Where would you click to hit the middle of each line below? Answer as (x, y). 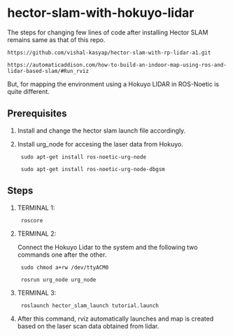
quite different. (29, 91)
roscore (32, 220)
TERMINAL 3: (37, 293)
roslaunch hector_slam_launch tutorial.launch (90, 305)
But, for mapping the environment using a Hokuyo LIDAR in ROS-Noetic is (113, 84)
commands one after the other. (62, 255)
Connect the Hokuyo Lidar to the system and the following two (107, 247)
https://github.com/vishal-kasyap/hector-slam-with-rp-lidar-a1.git (109, 53)
